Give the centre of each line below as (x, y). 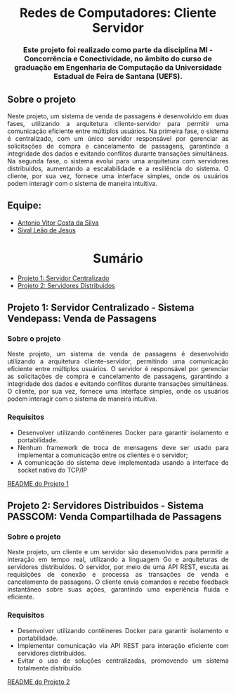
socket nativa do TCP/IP (52, 470)
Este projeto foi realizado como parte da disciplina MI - (118, 50)
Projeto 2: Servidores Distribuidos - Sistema (105, 506)
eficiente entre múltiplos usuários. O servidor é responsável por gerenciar (118, 369)
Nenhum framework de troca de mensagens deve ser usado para (123, 447)
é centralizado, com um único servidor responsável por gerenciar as (118, 138)
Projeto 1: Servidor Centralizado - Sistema (101, 308)
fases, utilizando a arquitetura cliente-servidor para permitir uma (118, 123)
